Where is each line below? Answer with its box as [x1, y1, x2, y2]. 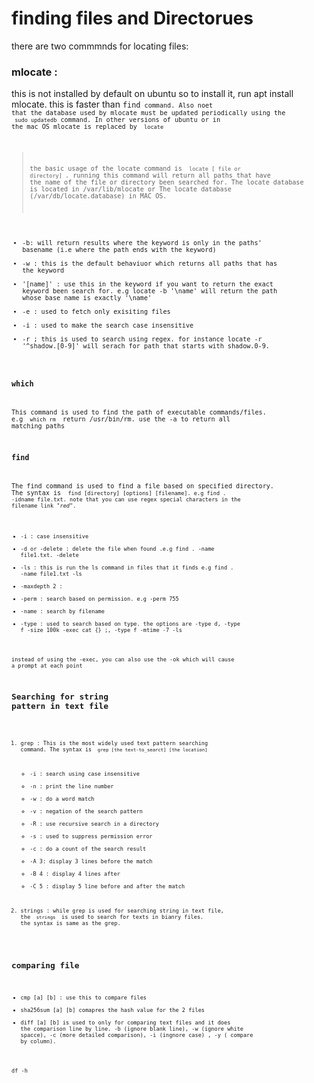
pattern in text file [11, 700, 109, 711]
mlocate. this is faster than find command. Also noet [11, 98, 214, 111]
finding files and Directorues [11, 7, 254, 30]
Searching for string [11, 691, 109, 702]
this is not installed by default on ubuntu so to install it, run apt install [11, 88, 294, 100]
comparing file [11, 960, 80, 971]
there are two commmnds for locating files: [11, 40, 189, 52]
